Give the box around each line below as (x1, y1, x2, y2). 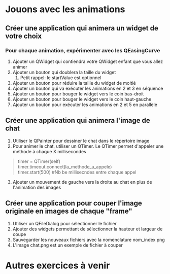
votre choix (5, 31, 42, 40)
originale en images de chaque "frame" (5, 207, 133, 216)
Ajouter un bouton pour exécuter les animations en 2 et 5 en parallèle (12, 101, 157, 108)
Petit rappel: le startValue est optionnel (20, 75, 101, 81)
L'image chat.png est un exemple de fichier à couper (12, 242, 123, 248)
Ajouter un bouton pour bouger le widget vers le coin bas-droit (12, 90, 144, 97)
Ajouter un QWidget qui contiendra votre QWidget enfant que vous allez (12, 58, 163, 64)
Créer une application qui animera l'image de (5, 116, 151, 125)
